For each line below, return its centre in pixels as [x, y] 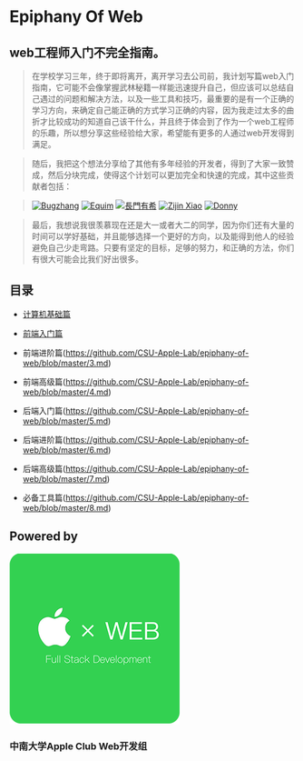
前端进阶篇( [44, 353]
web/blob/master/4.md [65, 392]
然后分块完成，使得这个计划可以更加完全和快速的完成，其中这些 [167, 175]
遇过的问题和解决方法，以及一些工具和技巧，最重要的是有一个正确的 [167, 99]
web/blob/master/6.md [65, 450]
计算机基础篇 [46, 314]
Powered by [44, 537]
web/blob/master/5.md [65, 421]
